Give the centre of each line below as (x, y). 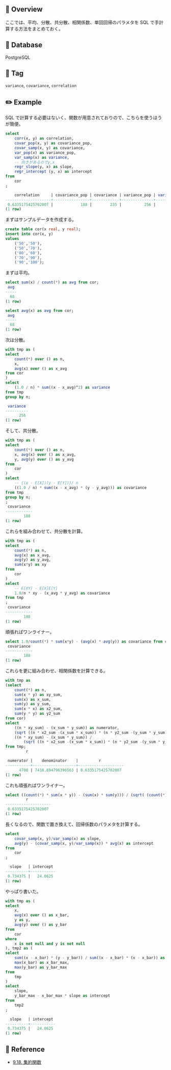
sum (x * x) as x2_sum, (38, 709)
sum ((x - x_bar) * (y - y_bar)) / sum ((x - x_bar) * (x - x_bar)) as (90, 958)
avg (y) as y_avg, (33, 560)
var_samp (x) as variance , (42, 157)
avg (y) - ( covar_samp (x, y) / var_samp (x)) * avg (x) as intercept (84, 843)
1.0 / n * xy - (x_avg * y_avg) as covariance (62, 593)
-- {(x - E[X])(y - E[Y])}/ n (47, 483)
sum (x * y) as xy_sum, (38, 694)
